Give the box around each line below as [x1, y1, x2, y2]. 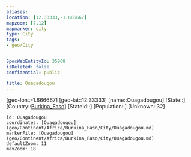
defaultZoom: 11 [6, 141, 47, 147]
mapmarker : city [6, 25, 47, 32]
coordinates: [6, 120, 39, 126]
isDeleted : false [6, 64, 50, 70]
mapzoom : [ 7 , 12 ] [6, 20, 47, 26]
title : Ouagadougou [6, 80, 55, 86]
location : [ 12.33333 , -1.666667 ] [6, 14, 87, 20]
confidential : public [6, 70, 61, 76]
